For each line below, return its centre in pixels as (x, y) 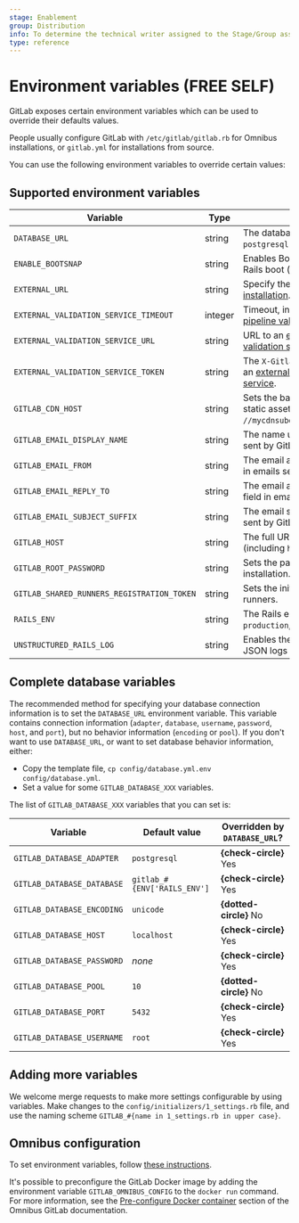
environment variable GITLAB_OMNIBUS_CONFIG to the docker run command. (144, 1192)
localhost (153, 935)
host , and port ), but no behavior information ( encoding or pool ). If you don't (147, 732)
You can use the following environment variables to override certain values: (148, 165)
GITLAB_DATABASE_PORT (59, 1012)
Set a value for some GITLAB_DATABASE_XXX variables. (118, 787)
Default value (172, 832)
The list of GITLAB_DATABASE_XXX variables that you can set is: (120, 804)
